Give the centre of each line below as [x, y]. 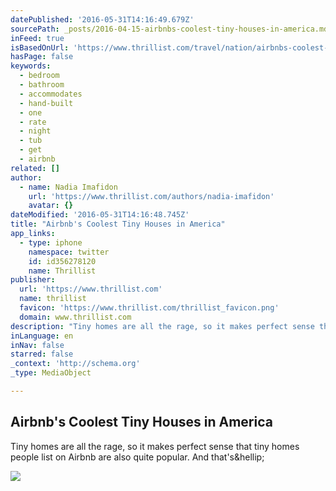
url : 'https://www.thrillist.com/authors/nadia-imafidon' [151, 196]
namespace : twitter [69, 252]
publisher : [33, 280]
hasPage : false [42, 57]
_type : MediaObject [51, 373]
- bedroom [39, 76]
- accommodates [51, 94]
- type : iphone [51, 242]
